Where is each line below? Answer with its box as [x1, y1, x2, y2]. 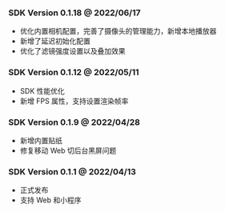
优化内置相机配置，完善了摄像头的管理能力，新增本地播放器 [19, 26, 217, 36]
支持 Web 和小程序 [19, 195, 82, 205]
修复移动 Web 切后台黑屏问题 [19, 146, 117, 155]
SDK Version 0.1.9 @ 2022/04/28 [8, 116, 141, 127]
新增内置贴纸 [19, 135, 62, 145]
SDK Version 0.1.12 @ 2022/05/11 [8, 67, 139, 78]
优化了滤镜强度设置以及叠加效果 [19, 46, 126, 56]
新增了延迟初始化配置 [19, 36, 90, 46]
